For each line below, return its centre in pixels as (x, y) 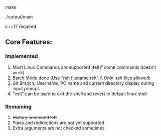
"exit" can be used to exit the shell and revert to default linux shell (80, 94)
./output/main (19, 17)
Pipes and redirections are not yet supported (58, 123)
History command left (35, 117)
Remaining (18, 107)
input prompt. (26, 88)
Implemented (22, 56)
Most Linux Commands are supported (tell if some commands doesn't (84, 67)
